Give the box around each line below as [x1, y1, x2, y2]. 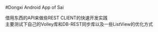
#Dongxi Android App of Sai [5, 5, 64, 10]
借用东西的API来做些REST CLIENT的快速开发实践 [5, 15, 108, 21]
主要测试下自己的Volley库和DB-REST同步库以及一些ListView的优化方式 [5, 21, 153, 27]
